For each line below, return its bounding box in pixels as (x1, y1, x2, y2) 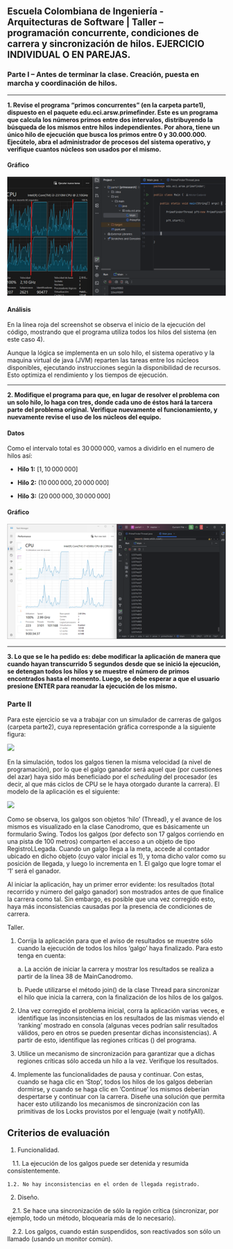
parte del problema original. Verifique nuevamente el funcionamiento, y (7, 405, 218, 414)
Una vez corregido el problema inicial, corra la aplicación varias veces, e (17, 1006, 225, 1014)
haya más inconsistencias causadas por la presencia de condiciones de (7, 902, 212, 910)
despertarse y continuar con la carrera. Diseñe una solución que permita (17, 1092, 225, 1100)
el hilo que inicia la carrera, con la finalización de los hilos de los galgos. (17, 993, 224, 1001)
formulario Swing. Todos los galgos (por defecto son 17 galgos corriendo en (7, 830, 224, 838)
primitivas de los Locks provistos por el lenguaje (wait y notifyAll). (17, 1107, 205, 1115)
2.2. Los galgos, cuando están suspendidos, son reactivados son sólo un (12, 1227, 221, 1235)
